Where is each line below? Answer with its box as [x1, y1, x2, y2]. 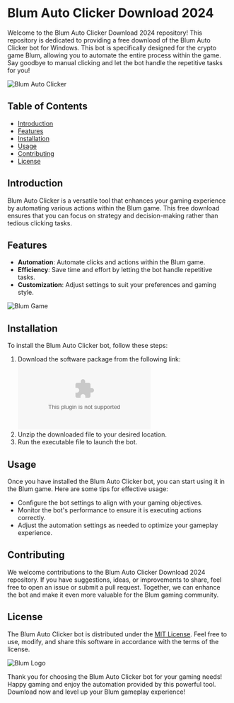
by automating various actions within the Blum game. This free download [7, 203, 220, 212]
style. [17, 288, 34, 297]
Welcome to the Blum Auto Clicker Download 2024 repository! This [7, 28, 203, 37]
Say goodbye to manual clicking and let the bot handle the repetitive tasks [7, 58, 223, 67]
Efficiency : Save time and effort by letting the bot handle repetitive [17, 266, 213, 274]
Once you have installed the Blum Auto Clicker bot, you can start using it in [7, 477, 225, 485]
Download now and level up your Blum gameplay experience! [7, 687, 186, 696]
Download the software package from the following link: [17, 355, 181, 364]
